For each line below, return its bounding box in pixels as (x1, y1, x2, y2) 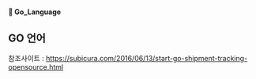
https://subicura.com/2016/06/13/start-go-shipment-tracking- (46, 54, 248, 63)
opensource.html (8, 63, 64, 72)
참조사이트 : (8, 54, 45, 63)
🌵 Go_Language (8, 7, 62, 16)
